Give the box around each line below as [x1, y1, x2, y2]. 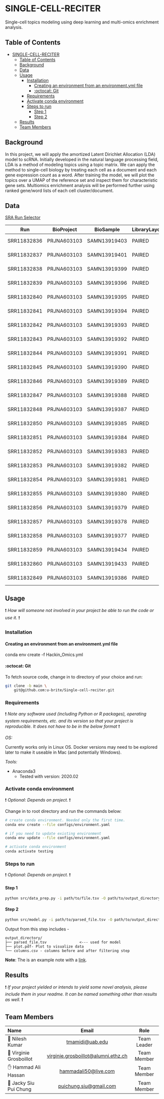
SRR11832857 [7, 518, 42, 525]
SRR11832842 [7, 322, 42, 329]
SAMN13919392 [87, 336, 127, 342]
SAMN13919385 [87, 420, 127, 427]
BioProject [52, 226, 77, 233]
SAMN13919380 [87, 490, 127, 497]
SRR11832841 [7, 308, 42, 315]
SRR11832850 [7, 420, 42, 427]
